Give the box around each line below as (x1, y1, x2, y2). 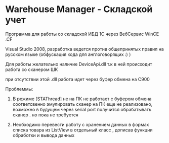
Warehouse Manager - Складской (5, 4, 153, 15)
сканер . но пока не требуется (12, 112, 78, 118)
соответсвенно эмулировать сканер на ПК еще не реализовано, (12, 101, 153, 107)
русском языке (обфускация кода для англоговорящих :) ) (5, 51, 131, 57)
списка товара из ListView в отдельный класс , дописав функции (12, 127, 153, 133)
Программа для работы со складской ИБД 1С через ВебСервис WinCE (5, 31, 159, 37)
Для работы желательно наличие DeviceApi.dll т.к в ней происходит (5, 61, 153, 67)
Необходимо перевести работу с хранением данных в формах (12, 121, 149, 127)
